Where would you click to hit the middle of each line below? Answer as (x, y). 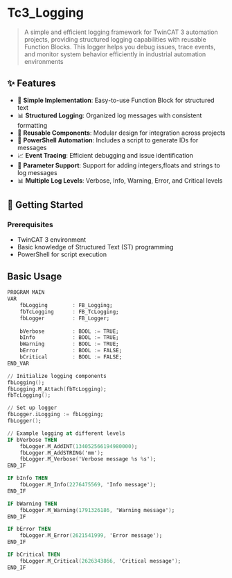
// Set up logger (32, 408)
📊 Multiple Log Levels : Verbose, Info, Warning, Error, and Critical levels (120, 180)
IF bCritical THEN (34, 554)
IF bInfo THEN (28, 478)
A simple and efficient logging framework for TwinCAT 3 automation (121, 32)
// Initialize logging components (57, 376)
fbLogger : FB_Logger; (65, 318)
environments (44, 61)
